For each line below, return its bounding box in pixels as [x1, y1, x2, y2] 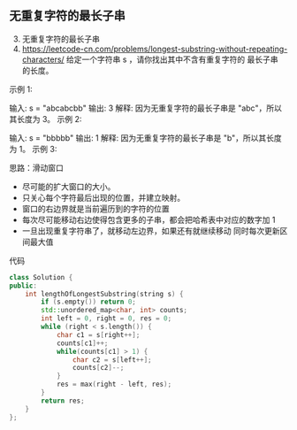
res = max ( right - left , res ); [56, 380, 172, 389]
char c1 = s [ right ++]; [56, 330, 141, 339]
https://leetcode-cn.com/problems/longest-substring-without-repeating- [21, 43, 288, 54]
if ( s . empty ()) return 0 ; [41, 297, 137, 307]
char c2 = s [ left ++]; [72, 355, 152, 365]
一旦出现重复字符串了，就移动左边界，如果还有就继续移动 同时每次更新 [21, 225, 280, 236]
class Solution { [9, 273, 73, 281]
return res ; [41, 396, 86, 405]
